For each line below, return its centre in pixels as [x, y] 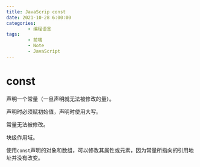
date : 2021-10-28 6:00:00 [39, 18]
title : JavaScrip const [36, 12]
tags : [13, 34]
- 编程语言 [40, 29]
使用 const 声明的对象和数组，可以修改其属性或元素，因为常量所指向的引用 [97, 150]
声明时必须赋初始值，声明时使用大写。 [54, 111]
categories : [21, 23]
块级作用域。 [22, 137]
